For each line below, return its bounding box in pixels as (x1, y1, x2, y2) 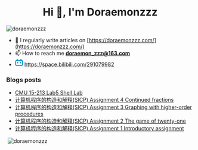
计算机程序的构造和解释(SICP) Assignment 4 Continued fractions (14, 96, 174, 104)
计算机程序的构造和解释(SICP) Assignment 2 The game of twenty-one (14, 117, 186, 124)
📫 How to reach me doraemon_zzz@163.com (14, 49, 130, 57)
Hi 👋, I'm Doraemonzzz (42, 5, 158, 19)
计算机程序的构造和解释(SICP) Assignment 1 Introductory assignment (14, 125, 184, 132)
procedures (14, 110, 44, 118)
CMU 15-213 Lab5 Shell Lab (14, 89, 83, 96)
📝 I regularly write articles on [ (14, 36, 89, 43)
